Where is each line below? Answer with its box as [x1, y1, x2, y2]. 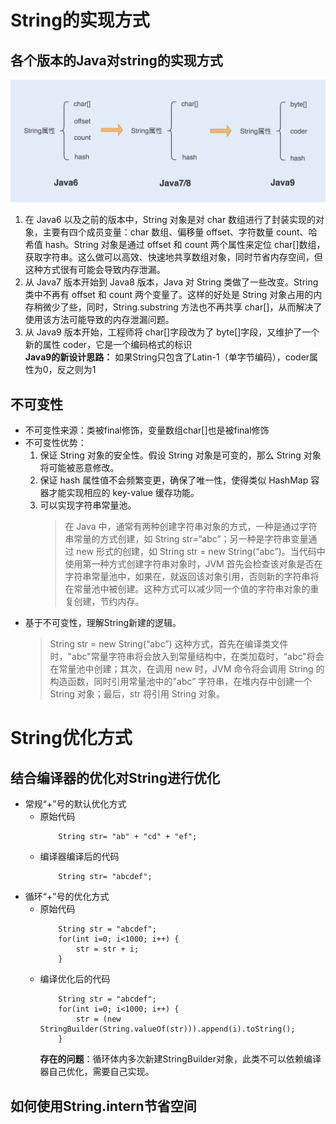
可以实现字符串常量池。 [39, 499, 137, 511]
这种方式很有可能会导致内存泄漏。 [24, 264, 166, 276]
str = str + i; [75, 944, 140, 955]
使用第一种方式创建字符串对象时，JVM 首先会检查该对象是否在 [64, 558, 323, 570]
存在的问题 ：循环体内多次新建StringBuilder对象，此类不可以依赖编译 [39, 1053, 322, 1065]
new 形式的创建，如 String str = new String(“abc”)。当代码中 [76, 546, 326, 558]
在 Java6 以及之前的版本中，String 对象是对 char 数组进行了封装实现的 [24, 214, 317, 226]
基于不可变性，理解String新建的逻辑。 [24, 617, 182, 629]
